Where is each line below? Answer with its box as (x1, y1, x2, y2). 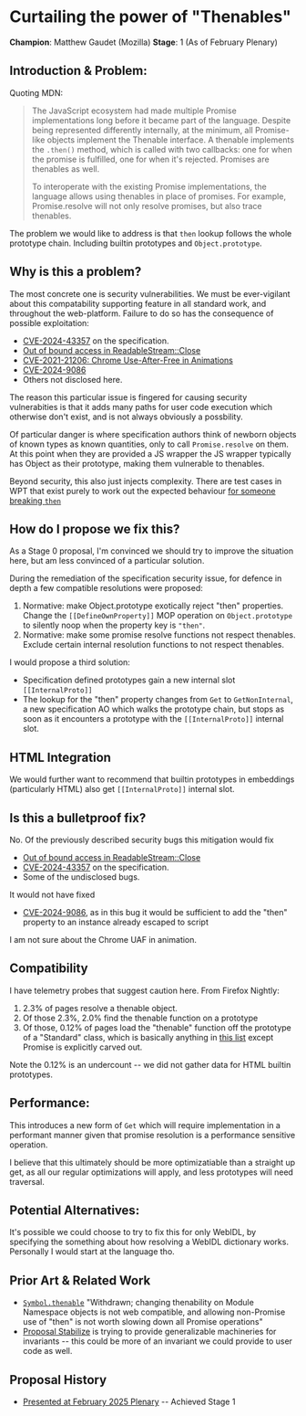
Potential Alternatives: (9, 1203, 140, 1219)
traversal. (9, 1176, 46, 1187)
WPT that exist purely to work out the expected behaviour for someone (9, 485, 276, 496)
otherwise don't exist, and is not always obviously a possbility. (9, 411, 243, 422)
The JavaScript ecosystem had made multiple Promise (31, 105, 237, 116)
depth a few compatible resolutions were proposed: (9, 583, 203, 594)
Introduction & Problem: (9, 63, 148, 79)
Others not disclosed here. (22, 374, 123, 385)
